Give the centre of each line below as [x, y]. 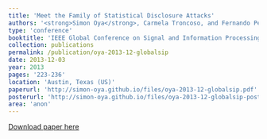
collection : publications [51, 45]
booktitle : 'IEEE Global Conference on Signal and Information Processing [135, 38]
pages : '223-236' [37, 75]
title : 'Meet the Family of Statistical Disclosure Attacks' [112, 15]
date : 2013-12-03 [37, 60]
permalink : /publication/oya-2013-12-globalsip [89, 52]
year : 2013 [26, 68]
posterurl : [26, 97]
